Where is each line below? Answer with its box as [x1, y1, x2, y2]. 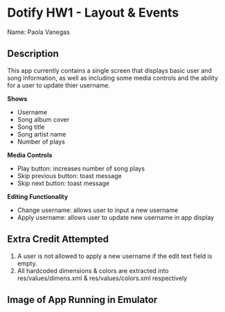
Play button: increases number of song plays [17, 164, 145, 173]
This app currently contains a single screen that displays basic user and [7, 66, 213, 74]
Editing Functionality [7, 192, 69, 200]
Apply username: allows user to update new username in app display [17, 213, 215, 221]
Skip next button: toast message [17, 179, 109, 187]
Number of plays [17, 137, 66, 146]
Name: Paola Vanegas [7, 28, 71, 36]
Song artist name [17, 130, 66, 138]
